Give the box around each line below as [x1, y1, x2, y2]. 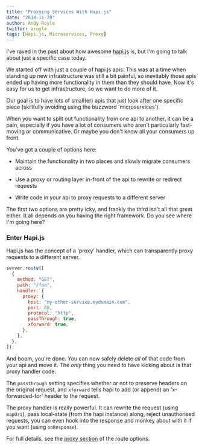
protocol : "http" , [28, 310, 74, 316]
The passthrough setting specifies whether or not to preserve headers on [6, 379, 188, 386]
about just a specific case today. [6, 54, 87, 62]
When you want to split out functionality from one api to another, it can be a [6, 115, 194, 123]
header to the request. [44, 392, 100, 399]
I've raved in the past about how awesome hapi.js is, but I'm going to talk [6, 48, 188, 55]
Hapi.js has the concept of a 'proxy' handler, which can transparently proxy [6, 247, 194, 254]
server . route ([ [6, 265, 45, 272]
